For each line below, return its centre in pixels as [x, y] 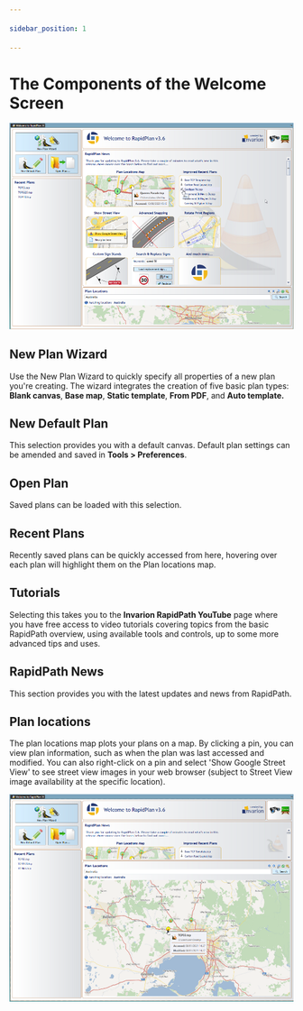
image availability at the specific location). [87, 782]
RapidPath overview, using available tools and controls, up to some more [144, 634]
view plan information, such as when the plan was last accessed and [137, 753]
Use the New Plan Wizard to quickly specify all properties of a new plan [142, 376]
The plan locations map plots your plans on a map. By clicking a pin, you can [152, 743]
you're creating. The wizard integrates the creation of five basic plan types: [149, 386]
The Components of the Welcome [138, 83]
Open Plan [39, 483]
